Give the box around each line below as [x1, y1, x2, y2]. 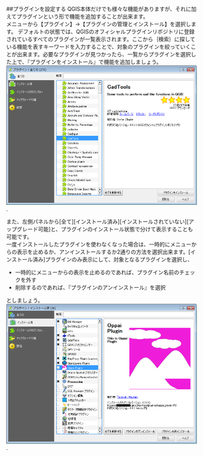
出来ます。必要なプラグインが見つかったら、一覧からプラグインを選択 [16, 51, 192, 58]
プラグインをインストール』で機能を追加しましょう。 [30, 58, 162, 65]
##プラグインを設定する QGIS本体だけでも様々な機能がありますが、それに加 [6, 5, 197, 12]
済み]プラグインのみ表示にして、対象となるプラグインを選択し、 [32, 256, 193, 263]
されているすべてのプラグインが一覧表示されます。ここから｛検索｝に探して [6, 36, 196, 42]
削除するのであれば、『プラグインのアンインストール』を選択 [14, 284, 166, 291]
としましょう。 [6, 297, 43, 304]
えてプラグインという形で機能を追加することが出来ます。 [6, 13, 149, 20]
